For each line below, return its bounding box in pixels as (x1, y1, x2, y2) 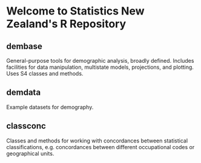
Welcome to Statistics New (6, 4, 145, 18)
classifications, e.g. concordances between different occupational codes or (6, 143, 195, 150)
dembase (6, 41, 42, 51)
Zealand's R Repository (6, 17, 126, 31)
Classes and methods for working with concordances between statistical (6, 137, 188, 144)
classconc (6, 121, 47, 131)
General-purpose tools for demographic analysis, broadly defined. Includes (6, 57, 194, 64)
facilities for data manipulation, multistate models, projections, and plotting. (6, 63, 194, 71)
